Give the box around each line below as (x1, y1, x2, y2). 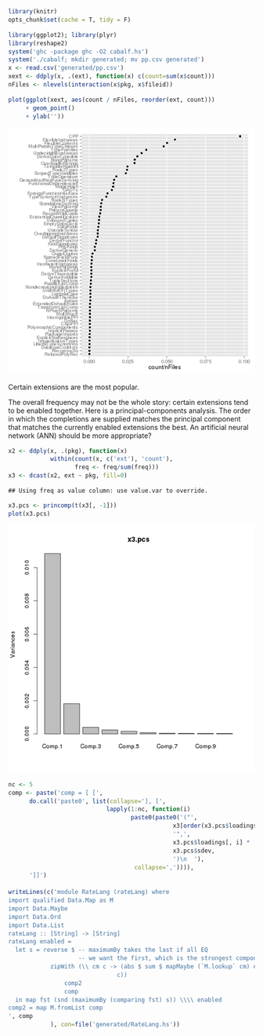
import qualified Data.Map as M (8, 896, 113, 904)
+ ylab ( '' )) (25, 112, 65, 120)
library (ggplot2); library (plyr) (8, 31, 117, 38)
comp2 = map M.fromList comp (8, 1004, 103, 1012)
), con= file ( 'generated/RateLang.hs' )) (49, 1020, 180, 1029)
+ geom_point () (25, 104, 76, 112)
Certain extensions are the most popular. (8, 382, 139, 392)
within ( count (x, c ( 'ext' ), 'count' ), (49, 455, 174, 463)
